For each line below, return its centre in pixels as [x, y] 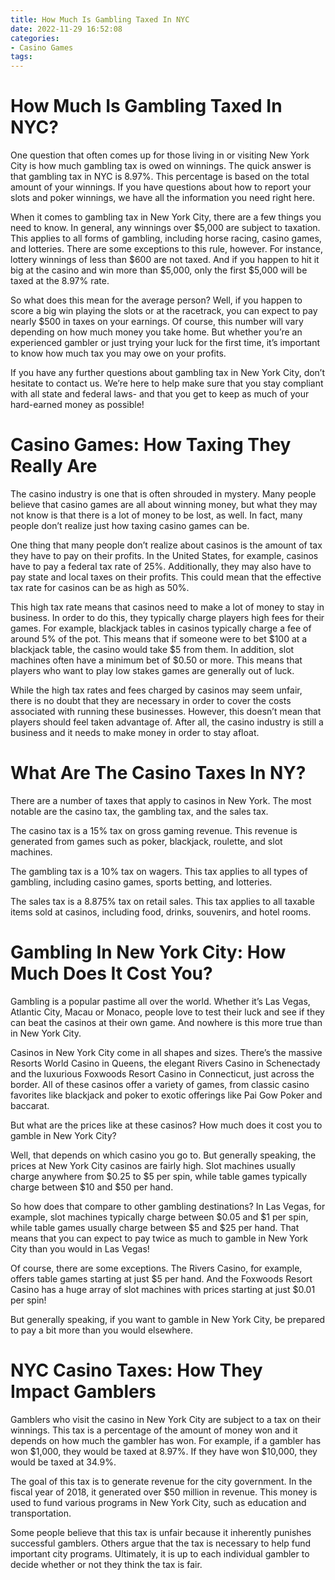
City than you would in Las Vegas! [80, 1248]
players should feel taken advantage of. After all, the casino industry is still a [167, 722]
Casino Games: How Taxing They [151, 445]
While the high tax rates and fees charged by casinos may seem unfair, [156, 690]
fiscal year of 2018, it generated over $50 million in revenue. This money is [164, 1492]
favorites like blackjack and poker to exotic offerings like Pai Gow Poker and [166, 1095]
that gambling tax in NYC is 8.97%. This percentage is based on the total [160, 177]
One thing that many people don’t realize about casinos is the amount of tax [166, 545]
